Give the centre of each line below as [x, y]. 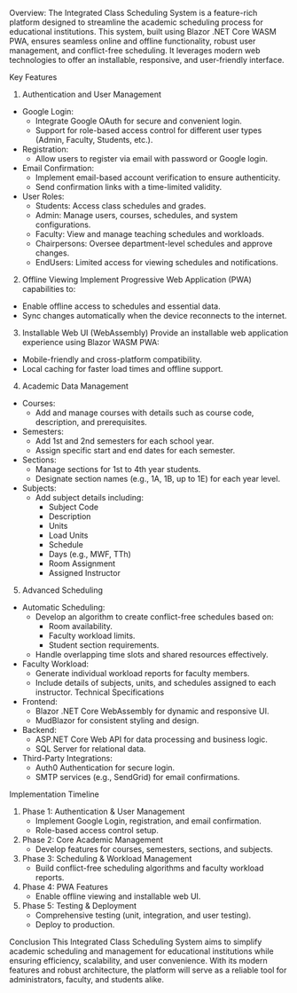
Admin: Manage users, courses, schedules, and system [137, 215]
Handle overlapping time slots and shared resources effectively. [152, 654]
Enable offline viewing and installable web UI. [118, 896]
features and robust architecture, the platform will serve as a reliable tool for [148, 970]
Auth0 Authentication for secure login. [105, 768]
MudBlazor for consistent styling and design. [117, 721]
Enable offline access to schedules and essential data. [121, 306]
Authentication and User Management [92, 94]
